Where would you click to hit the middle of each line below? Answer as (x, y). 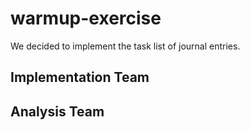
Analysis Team (57, 111)
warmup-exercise (86, 18)
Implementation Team (80, 77)
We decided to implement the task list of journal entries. (125, 46)
